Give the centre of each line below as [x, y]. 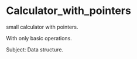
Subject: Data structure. [35, 49]
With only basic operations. [39, 38]
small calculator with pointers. [42, 27]
